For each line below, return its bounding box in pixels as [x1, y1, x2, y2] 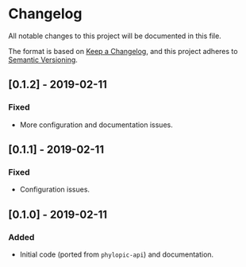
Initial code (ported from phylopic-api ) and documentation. [19, 250, 214, 259]
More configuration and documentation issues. [19, 120, 173, 130]
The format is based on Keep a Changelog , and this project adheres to [8, 46, 238, 56]
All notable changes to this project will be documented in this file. [8, 31, 222, 41]
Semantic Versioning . [8, 55, 78, 64]
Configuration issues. [19, 184, 90, 195]
